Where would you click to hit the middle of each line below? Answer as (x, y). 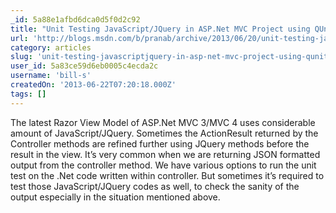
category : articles (51, 47)
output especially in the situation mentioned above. (115, 197)
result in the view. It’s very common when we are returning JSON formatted (165, 154)
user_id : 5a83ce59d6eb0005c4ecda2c (84, 66)
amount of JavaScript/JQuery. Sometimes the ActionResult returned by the (164, 133)
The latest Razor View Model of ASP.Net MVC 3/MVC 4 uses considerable (163, 122)
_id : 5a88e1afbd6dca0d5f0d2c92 (75, 19)
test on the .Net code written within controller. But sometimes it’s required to (167, 175)
